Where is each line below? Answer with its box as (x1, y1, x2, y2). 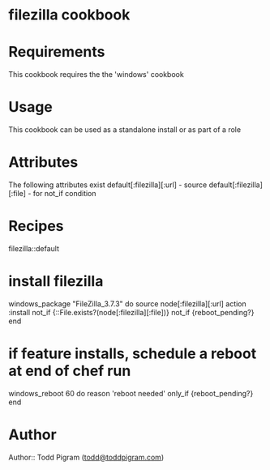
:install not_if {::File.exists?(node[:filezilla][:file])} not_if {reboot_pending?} (8, 307, 255, 317)
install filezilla (8, 272, 104, 291)
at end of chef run (8, 362, 131, 380)
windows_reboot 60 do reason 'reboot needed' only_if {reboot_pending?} (8, 388, 254, 398)
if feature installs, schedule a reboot (8, 344, 257, 363)
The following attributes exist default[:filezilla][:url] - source (8, 180, 208, 190)
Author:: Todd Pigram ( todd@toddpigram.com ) (8, 452, 165, 462)
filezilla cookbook (8, 6, 131, 24)
